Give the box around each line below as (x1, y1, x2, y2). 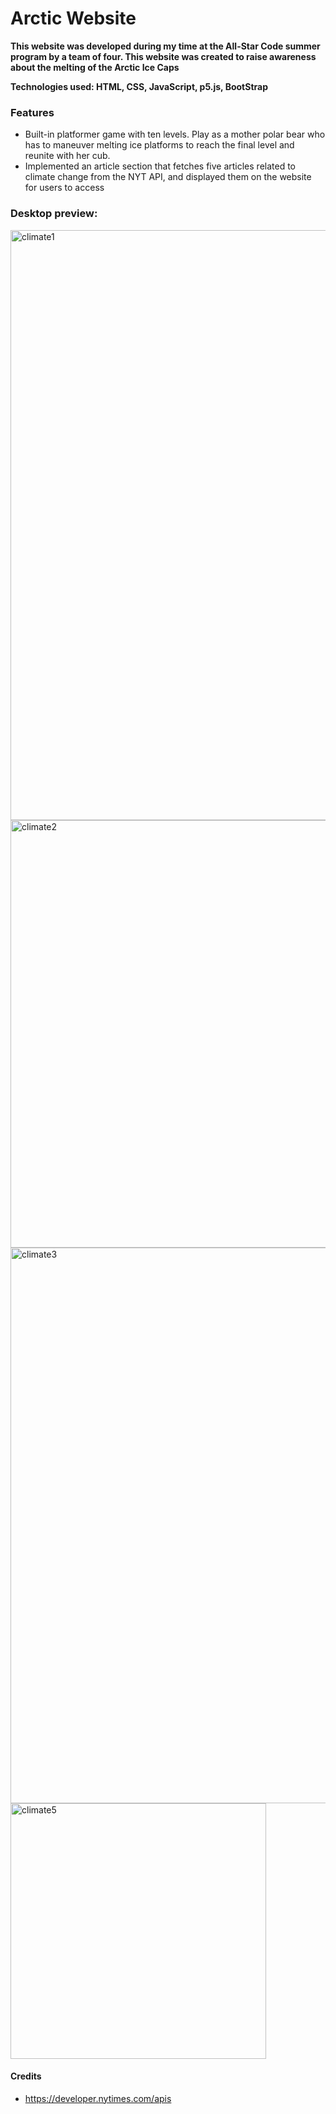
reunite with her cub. (24, 150, 111, 162)
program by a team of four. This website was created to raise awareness (10, 50, 317, 62)
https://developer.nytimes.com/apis (24, 2092, 172, 2104)
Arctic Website (10, 7, 137, 30)
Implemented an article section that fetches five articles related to (24, 160, 297, 172)
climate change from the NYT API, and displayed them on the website (24, 171, 312, 183)
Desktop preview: (10, 207, 98, 221)
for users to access (24, 182, 105, 194)
